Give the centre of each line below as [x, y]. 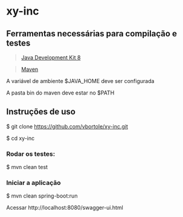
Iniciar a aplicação [34, 183]
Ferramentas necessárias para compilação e [91, 34]
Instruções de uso [41, 112]
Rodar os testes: [31, 154]
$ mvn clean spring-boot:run [42, 196]
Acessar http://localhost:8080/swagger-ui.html [65, 208]
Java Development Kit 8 [51, 58]
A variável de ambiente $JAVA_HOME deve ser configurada [80, 81]
